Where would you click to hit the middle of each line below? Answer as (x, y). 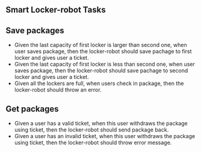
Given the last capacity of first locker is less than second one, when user (104, 64)
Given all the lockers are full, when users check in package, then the (99, 83)
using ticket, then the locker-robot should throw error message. (93, 143)
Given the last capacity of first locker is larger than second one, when (100, 45)
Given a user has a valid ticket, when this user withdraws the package (101, 124)
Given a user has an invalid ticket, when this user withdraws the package (105, 136)
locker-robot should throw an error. (58, 90)
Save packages (35, 30)
